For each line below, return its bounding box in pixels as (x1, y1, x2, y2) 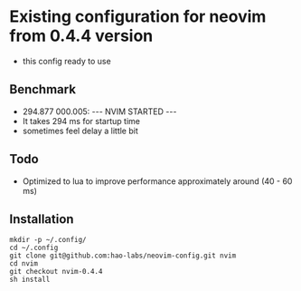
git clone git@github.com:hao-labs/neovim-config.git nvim (9, 251, 237, 260)
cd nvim (9, 259, 39, 268)
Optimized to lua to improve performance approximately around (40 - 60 (22, 175, 293, 187)
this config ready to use (22, 55, 111, 66)
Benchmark (9, 82, 77, 97)
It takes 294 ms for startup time (22, 115, 140, 126)
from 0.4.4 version (9, 25, 154, 46)
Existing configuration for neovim (9, 6, 267, 27)
